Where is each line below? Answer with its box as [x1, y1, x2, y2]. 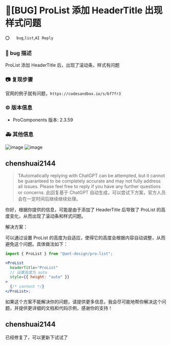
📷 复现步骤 [5, 76, 33, 83]
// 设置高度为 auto [10, 270, 47, 275]
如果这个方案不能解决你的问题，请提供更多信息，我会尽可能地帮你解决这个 [5, 299, 162, 305]
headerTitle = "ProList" [10, 265, 58, 270]
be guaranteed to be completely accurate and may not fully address [17, 178, 161, 184]
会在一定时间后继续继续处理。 [17, 196, 81, 202]
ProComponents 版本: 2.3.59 [12, 117, 73, 123]
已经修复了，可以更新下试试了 [5, 334, 68, 340]
